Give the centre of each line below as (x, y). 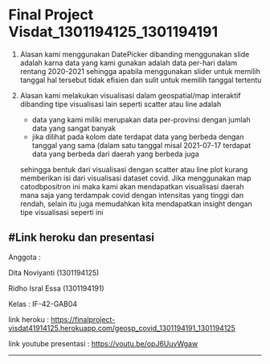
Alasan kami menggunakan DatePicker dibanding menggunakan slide (135, 54)
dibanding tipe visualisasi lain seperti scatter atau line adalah (121, 104)
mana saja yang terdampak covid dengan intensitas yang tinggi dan (132, 195)
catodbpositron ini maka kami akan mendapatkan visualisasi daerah (132, 186)
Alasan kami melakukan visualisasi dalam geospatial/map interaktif (130, 95)
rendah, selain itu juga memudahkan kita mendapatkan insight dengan (136, 204)
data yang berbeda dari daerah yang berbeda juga (115, 154)
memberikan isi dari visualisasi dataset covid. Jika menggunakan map (135, 178)
